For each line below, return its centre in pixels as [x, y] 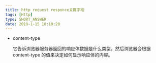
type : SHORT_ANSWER [26, 19]
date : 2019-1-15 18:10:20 [33, 24]
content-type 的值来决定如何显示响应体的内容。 [63, 55]
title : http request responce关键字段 [45, 10]
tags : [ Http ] [19, 15]
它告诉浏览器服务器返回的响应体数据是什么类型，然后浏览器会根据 [82, 49]
